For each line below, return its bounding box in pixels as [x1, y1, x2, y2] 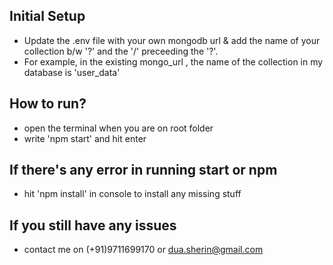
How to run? [9, 95, 87, 113]
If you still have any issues [9, 217, 177, 234]
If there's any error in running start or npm [9, 162, 278, 179]
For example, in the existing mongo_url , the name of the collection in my [23, 55, 324, 68]
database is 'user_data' [23, 66, 121, 78]
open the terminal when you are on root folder [23, 122, 214, 134]
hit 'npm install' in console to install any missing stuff [23, 188, 242, 200]
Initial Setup [9, 8, 86, 25]
